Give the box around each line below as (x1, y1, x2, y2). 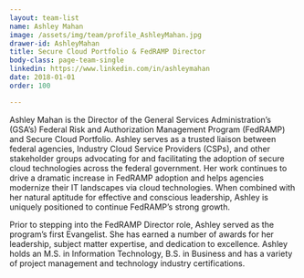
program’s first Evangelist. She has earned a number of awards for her (9, 229, 274, 240)
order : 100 (9, 81, 51, 90)
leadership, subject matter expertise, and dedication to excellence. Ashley (9, 238, 288, 249)
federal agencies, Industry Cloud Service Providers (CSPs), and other (9, 143, 271, 154)
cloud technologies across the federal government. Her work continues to (9, 162, 288, 173)
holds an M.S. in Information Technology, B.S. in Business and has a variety (9, 248, 293, 259)
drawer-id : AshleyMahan (9, 38, 100, 48)
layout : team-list (9, 13, 79, 23)
